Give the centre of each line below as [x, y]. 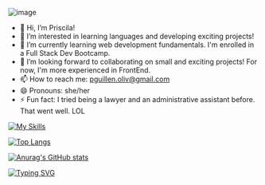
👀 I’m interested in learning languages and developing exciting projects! [137, 36]
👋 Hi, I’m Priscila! [47, 28]
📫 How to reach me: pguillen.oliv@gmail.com [95, 79]
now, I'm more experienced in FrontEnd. [85, 70]
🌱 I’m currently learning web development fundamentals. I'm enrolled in [137, 45]
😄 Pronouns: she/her [55, 91]
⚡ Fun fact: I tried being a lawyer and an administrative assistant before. [137, 99]
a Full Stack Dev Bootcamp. [65, 53]
